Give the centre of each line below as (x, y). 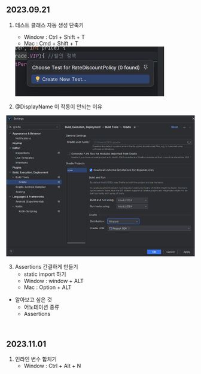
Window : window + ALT (54, 281)
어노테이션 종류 (42, 307)
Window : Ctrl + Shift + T (54, 37)
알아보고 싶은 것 (33, 299)
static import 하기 (45, 274)
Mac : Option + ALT (48, 287)
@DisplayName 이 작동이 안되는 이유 (59, 107)
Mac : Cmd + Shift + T (51, 43)
